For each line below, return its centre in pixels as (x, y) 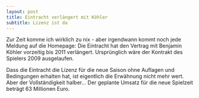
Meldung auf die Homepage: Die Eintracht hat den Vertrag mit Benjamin (94, 46)
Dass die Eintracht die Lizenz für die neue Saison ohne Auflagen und (90, 70)
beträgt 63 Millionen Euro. (38, 89)
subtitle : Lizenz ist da (37, 23)
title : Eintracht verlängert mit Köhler (57, 17)
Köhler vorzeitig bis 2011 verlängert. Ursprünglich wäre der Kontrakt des (94, 52)
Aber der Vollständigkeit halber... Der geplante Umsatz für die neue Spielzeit (100, 83)
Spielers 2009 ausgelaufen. (40, 59)
